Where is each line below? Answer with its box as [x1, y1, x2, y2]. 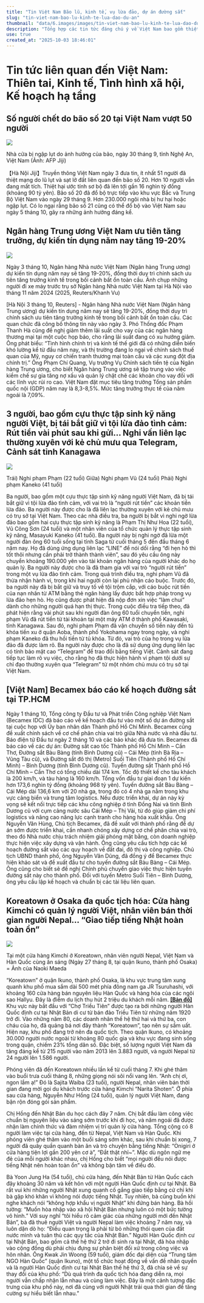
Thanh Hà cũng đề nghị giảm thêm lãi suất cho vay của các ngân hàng [6, 327, 183, 334]
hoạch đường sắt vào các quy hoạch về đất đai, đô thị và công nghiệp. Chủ [6, 846, 194, 853]
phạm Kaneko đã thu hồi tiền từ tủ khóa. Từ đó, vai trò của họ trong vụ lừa [6, 635, 191, 642]
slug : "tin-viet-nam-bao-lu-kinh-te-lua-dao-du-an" [6, 15, 140, 21]
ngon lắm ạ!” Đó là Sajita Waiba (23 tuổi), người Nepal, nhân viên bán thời [6, 1079, 190, 1086]
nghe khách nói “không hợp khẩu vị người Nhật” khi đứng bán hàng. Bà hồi [6, 1199, 193, 1207]
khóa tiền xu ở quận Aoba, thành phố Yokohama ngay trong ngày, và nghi [6, 628, 190, 635]
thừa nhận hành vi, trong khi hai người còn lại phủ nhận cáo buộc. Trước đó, [6, 576, 195, 584]
